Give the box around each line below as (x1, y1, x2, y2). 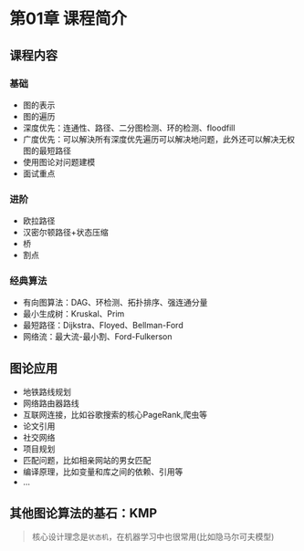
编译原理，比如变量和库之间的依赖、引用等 (22, 466, 183, 477)
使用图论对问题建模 (22, 156, 96, 167)
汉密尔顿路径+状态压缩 (22, 227, 110, 238)
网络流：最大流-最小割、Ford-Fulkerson (22, 331, 173, 342)
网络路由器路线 (22, 398, 79, 409)
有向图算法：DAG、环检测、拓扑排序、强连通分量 (22, 297, 208, 308)
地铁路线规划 (22, 387, 71, 398)
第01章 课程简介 (9, 8, 128, 29)
